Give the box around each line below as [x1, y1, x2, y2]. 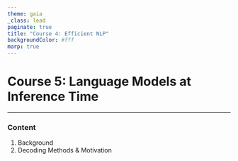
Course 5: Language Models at [7, 73, 192, 90]
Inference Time [7, 89, 99, 105]
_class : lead [7, 17, 46, 24]
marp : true [7, 43, 40, 50]
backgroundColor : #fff [7, 37, 74, 44]
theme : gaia [7, 10, 42, 18]
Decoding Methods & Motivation [17, 146, 112, 155]
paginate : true [7, 23, 52, 30]
